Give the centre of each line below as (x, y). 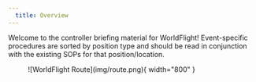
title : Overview (42, 15)
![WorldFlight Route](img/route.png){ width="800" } (111, 69)
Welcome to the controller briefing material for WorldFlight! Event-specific (128, 37)
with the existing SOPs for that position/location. (87, 54)
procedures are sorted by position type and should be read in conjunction (128, 46)
